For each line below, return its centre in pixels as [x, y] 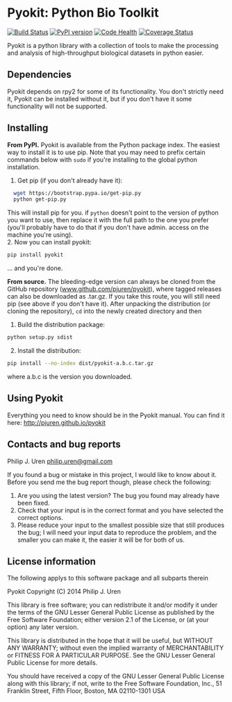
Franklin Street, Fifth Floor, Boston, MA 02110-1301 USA [86, 691]
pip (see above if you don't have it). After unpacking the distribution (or [109, 304]
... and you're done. [35, 268]
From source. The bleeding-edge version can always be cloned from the [111, 282]
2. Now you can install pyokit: [49, 242]
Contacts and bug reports [64, 445]
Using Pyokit [35, 398]
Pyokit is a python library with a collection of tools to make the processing [113, 45]
